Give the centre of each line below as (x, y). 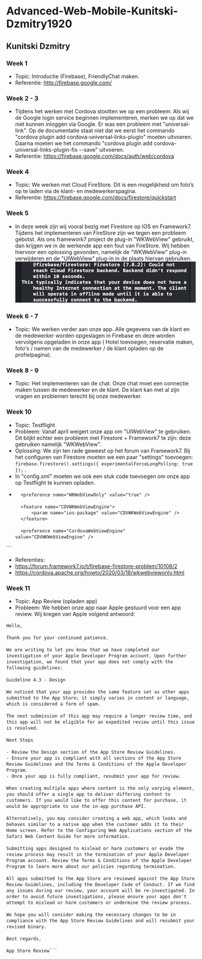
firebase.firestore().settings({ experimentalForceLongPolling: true (104, 464)
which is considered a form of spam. (54, 704)
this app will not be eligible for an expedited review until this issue (101, 722)
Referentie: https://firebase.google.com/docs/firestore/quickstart (95, 197)
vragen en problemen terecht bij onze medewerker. (78, 396)
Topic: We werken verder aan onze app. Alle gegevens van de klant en (102, 329)
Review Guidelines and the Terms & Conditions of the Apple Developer (96, 765)
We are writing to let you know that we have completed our (83, 650)
